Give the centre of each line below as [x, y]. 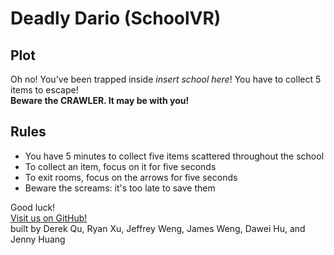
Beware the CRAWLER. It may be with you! [100, 100]
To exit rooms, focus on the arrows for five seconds [131, 177]
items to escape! [44, 90]
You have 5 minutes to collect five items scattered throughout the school [174, 156]
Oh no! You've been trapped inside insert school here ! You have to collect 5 [166, 79]
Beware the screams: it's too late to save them [120, 188]
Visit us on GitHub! [49, 218]
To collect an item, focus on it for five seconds [120, 166]
